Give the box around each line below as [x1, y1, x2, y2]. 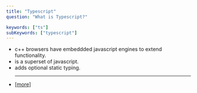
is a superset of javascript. [14, 58, 79, 65]
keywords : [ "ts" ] [6, 24, 49, 30]
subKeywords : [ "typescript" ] [6, 30, 77, 35]
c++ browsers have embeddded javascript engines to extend [14, 46, 162, 53]
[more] [14, 81, 31, 88]
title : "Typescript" [6, 8, 57, 15]
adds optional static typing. [14, 65, 81, 71]
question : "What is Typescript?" [6, 14, 88, 20]
